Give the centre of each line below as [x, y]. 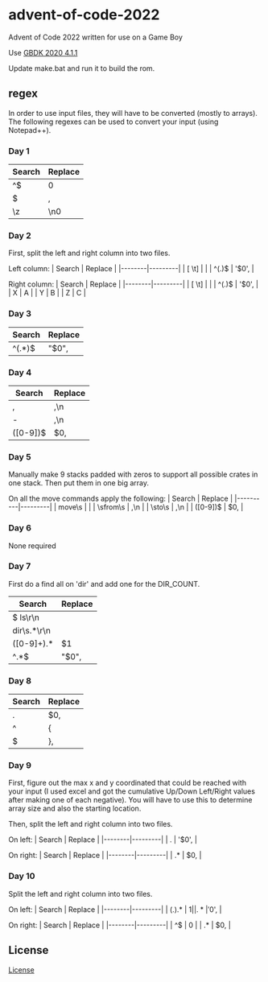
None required [32, 546]
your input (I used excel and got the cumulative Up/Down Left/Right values [132, 791]
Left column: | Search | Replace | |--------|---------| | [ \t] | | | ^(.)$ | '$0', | [132, 269]
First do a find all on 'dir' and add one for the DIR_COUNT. [104, 584]
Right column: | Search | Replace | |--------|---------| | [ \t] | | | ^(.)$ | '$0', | [134, 284]
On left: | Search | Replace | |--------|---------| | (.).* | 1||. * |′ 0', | [115, 909]
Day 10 [22, 877]
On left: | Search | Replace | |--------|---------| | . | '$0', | [103, 840]
